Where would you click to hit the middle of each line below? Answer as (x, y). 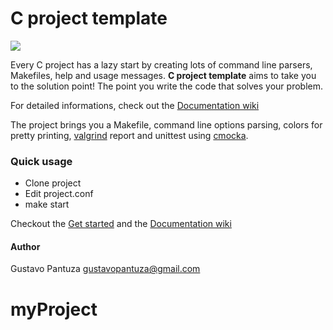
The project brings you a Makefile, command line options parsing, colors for (166, 124)
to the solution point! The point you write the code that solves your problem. (166, 86)
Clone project (53, 183)
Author (25, 246)
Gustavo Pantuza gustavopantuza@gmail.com (105, 269)
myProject (54, 309)
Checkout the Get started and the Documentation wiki (121, 224)
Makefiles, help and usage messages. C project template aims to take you (163, 75)
